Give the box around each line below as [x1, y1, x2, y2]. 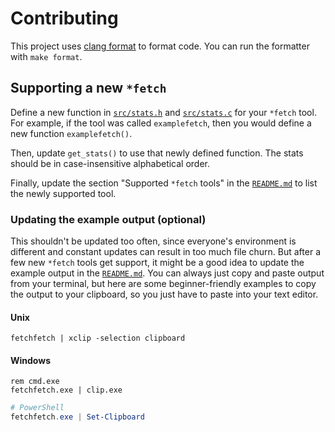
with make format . [10, 50, 83, 62]
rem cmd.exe [10, 377, 60, 387]
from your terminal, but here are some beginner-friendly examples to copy [10, 278, 317, 290]
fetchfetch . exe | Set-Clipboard [10, 412, 145, 422]
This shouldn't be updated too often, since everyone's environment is [10, 235, 297, 247]
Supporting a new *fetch [10, 80, 167, 97]
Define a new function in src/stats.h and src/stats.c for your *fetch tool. [10, 106, 317, 118]
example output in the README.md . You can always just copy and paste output [10, 267, 325, 279]
